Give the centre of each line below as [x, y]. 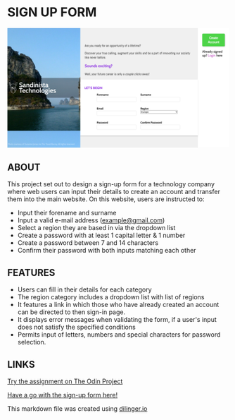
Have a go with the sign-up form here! [63, 395]
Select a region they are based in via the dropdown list [96, 228]
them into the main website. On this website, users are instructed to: [106, 199]
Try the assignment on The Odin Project [65, 381]
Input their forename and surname [67, 213]
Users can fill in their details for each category [85, 289]
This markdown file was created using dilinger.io [77, 409]
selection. [32, 342]
